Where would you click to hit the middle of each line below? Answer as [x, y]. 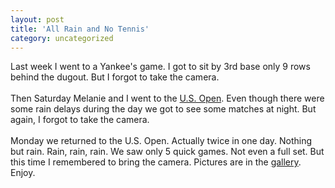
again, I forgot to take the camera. [80, 120]
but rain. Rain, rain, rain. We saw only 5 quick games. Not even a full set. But [167, 152]
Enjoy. [23, 173]
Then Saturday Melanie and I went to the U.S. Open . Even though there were [167, 98]
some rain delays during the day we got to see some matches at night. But [163, 109]
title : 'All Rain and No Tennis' [80, 29]
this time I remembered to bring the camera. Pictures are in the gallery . [156, 162]
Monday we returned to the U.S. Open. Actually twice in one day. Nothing [161, 141]
